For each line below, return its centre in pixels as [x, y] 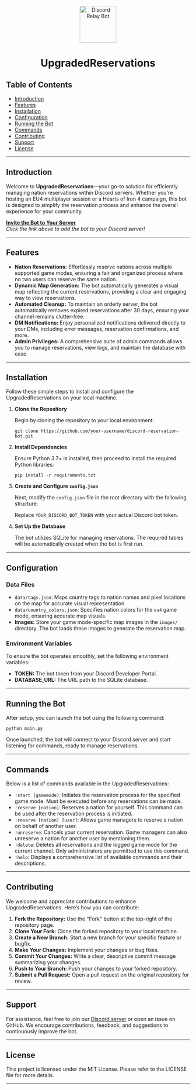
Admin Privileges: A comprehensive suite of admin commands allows [98, 341]
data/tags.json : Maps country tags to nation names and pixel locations [100, 597]
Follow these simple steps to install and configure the [70, 392]
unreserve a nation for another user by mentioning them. [82, 839]
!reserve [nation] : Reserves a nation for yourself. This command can [99, 808]
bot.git [24, 436]
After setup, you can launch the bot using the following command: [85, 718]
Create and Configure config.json [56, 486]
